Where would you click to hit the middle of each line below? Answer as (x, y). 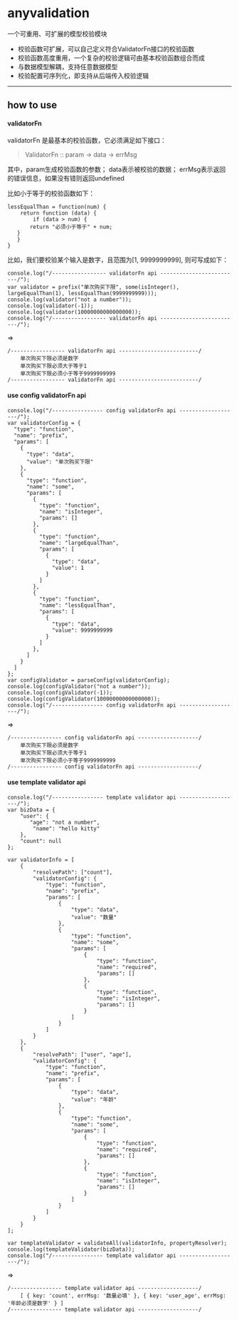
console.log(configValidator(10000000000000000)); (84, 699)
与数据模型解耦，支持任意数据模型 (68, 66)
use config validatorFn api (47, 395)
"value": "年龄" (94, 1100)
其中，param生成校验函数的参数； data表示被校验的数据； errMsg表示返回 (117, 169)
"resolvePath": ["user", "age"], (83, 1054)
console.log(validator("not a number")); (70, 300)
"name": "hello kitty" (67, 829)
